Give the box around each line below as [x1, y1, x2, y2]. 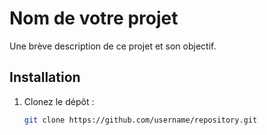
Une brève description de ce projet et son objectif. [9, 40, 217, 52]
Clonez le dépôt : [23, 95, 95, 107]
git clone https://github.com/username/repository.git [23, 115, 258, 125]
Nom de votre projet [9, 7, 179, 30]
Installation [9, 69, 81, 86]
